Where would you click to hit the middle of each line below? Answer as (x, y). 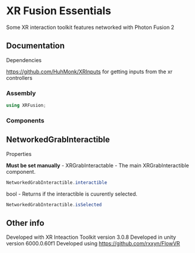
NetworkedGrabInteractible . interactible (57, 182)
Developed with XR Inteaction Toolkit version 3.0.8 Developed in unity (91, 237)
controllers (19, 77)
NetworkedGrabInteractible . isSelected (54, 205)
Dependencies (24, 60)
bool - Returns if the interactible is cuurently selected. (72, 194)
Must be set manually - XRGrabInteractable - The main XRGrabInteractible (98, 165)
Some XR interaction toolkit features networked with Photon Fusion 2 (90, 27)
